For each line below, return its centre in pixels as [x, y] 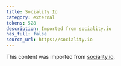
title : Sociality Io [32, 12]
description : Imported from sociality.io [59, 28]
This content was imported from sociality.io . [61, 57]
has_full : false [26, 34]
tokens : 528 [21, 23]
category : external [31, 17]
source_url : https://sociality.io [50, 40]
